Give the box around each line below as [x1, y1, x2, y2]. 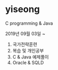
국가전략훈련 [12, 41, 38, 47]
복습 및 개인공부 [12, 47, 44, 53]
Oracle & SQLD [12, 59, 44, 65]
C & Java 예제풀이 [12, 54, 49, 60]
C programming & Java [5, 20, 53, 26]
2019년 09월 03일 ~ [5, 30, 45, 36]
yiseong [5, 4, 40, 15]
